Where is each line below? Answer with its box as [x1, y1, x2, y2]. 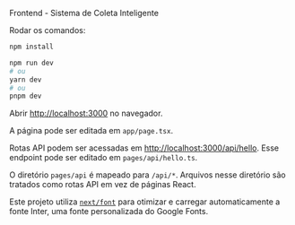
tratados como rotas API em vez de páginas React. [9, 179, 196, 190]
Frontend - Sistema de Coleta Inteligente [9, 8, 160, 18]
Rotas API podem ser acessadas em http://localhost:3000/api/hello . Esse [9, 143, 280, 153]
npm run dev [9, 58, 54, 67]
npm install [9, 42, 54, 51]
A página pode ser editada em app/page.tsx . [9, 125, 173, 136]
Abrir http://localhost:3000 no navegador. [9, 108, 163, 119]
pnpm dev [9, 91, 42, 101]
